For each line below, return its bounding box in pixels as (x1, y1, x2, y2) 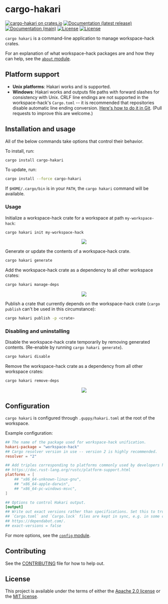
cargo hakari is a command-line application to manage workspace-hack (5, 35, 154, 41)
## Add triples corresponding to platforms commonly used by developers (5, 463, 160, 468)
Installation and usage (5, 125, 76, 134)
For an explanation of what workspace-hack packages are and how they (5, 50, 154, 56)
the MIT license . (5, 593, 38, 599)
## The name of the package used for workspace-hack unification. (5, 440, 146, 445)
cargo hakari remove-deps (5, 378, 59, 383)
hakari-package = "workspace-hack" (5, 444, 79, 449)
